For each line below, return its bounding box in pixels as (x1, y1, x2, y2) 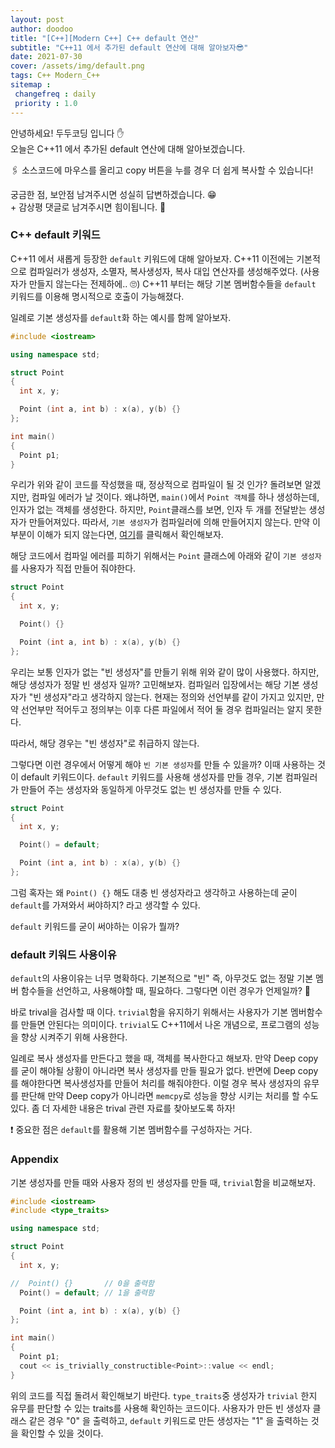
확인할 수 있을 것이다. (20, 1427, 104, 1439)
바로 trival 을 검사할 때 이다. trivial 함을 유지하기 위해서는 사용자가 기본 (10, 1006, 289, 1018)
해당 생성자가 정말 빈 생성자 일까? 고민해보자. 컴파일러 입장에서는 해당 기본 (10, 678, 300, 690)
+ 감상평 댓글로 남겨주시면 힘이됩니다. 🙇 (10, 201, 167, 213)
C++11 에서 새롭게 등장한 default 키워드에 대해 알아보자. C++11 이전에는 (10, 252, 295, 265)
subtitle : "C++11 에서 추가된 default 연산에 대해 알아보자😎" (10, 42, 249, 53)
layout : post (10, 14, 65, 25)
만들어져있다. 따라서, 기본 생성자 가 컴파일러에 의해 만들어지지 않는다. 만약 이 (28, 516, 321, 528)
